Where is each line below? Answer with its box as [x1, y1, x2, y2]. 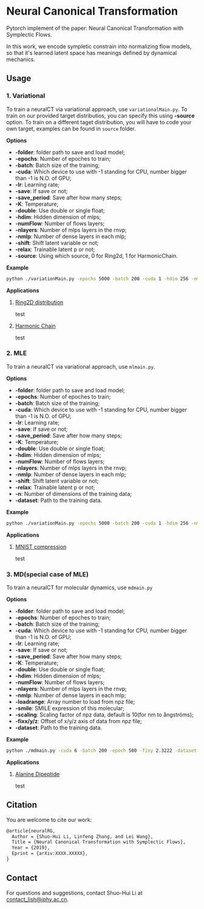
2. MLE [6, 349, 27, 358]
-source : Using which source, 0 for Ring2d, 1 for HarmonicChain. [15, 252, 178, 260]
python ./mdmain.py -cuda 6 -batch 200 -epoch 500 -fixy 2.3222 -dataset [6, 748, 197, 754]
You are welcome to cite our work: [6, 816, 92, 823]
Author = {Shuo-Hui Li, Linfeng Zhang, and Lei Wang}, [12, 833, 154, 840]
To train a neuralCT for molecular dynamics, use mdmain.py [6, 584, 153, 591]
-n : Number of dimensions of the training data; [15, 490, 132, 497]
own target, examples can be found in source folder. [6, 125, 137, 132]
